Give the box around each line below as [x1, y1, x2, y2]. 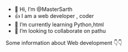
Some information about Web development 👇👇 [5, 39, 123, 46]
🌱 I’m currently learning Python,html [14, 21, 104, 28]
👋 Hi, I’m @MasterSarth [14, 6, 73, 13]
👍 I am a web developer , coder [14, 13, 94, 19]
